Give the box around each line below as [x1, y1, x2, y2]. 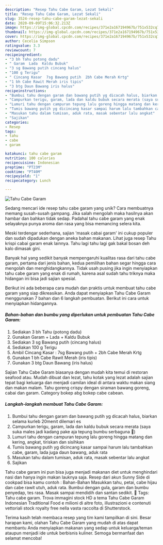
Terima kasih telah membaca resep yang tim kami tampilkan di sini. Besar [5, 514, 151, 520]
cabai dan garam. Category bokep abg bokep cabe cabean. [5, 390, 124, 396]
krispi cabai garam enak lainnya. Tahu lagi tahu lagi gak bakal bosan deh [5, 241, 150, 246]
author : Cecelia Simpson [5, 39, 55, 44]
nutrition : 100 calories [5, 156, 55, 161]
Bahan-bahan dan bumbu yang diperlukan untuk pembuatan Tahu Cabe [5, 312, 155, 317]
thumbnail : [5, 30, 27, 34]
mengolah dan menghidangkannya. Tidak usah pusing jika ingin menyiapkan [5, 265, 158, 271]
